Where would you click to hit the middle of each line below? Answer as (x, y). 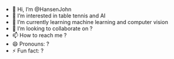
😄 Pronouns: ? (31, 44)
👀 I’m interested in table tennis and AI (59, 16)
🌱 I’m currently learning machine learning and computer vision (90, 22)
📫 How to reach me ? (39, 35)
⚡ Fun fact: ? (28, 51)
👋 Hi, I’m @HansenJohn (42, 9)
